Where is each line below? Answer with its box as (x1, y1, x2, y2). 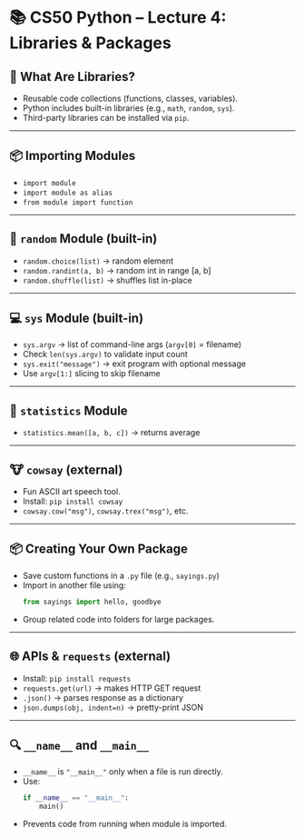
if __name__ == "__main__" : (22, 793, 130, 803)
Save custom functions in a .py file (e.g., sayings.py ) (22, 570, 220, 581)
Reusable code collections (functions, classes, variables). (22, 93, 239, 104)
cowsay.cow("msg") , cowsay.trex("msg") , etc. (22, 505, 189, 516)
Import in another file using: (22, 579, 127, 591)
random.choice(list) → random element (22, 255, 174, 266)
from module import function (22, 197, 133, 207)
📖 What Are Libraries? (9, 69, 136, 85)
